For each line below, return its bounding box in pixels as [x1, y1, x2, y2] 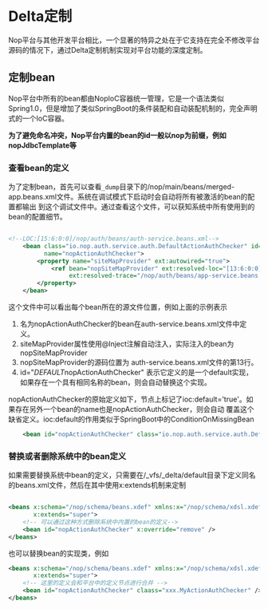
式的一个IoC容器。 [8, 113, 69, 123]
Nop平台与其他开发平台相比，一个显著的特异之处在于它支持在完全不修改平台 [8, 35, 260, 45]
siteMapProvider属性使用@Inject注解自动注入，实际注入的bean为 [19, 339, 235, 349]
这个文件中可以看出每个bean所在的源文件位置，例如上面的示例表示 [8, 303, 228, 312]
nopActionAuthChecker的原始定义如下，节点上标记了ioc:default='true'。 [8, 394, 246, 404]
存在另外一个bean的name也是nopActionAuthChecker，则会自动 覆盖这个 [14, 405, 254, 414]
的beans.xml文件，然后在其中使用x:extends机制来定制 [8, 480, 187, 490]
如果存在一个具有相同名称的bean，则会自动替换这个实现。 [19, 378, 211, 387]
